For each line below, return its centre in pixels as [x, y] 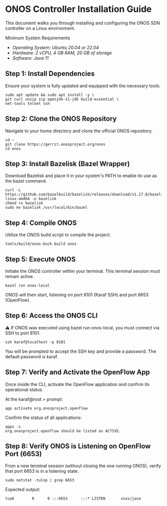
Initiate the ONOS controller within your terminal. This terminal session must [83, 271]
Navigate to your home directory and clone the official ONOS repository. [79, 131]
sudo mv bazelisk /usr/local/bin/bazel [46, 207]
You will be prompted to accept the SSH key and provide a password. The [81, 351]
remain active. [20, 276]
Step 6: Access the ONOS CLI [51, 316]
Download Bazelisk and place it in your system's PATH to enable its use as [81, 176]
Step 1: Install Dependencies [50, 74]
